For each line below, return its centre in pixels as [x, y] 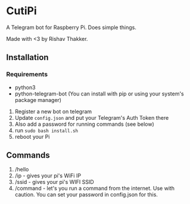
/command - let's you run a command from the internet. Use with [94, 189]
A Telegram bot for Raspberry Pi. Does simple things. [71, 27]
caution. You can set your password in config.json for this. [86, 195]
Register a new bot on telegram [53, 111]
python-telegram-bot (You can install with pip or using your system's [99, 94]
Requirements [27, 74]
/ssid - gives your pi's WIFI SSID [54, 182]
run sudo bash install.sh [46, 130]
